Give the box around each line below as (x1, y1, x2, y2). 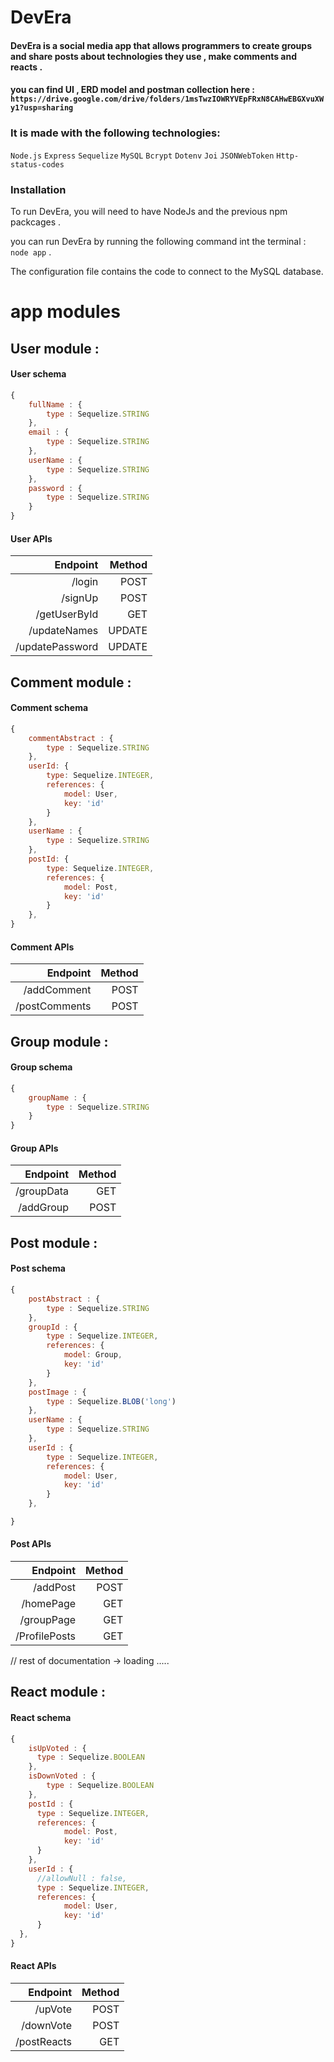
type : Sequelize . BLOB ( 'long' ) (46, 1396, 177, 1406)
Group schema (10, 1061, 73, 1073)
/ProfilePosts (15, 1629, 77, 1643)
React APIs (10, 1960, 57, 1972)
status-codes (10, 159, 65, 170)
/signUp (61, 591, 99, 605)
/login (71, 575, 99, 589)
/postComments (15, 999, 92, 1013)
